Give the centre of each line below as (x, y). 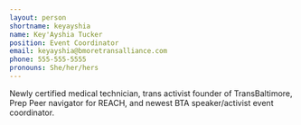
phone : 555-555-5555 (48, 59)
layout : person (38, 18)
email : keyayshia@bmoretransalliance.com (89, 51)
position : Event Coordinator (64, 43)
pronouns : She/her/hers (54, 68)
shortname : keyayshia (50, 26)
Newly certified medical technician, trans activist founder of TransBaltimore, (151, 93)
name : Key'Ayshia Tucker (56, 34)
